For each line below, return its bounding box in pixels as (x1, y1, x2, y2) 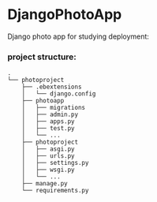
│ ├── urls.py (21, 152, 76, 160)
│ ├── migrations (21, 104, 86, 112)
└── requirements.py (21, 187, 89, 195)
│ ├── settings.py (21, 159, 89, 167)
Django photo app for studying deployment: (7, 32, 149, 41)
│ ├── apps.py (21, 118, 76, 125)
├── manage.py (21, 180, 68, 188)
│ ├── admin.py (21, 110, 79, 119)
